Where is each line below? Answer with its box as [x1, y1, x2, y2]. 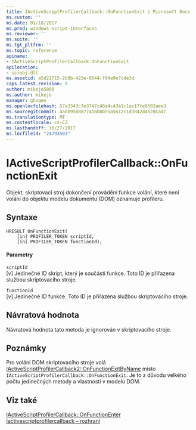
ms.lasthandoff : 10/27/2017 [6, 125, 76, 131]
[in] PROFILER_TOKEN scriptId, [17, 233, 95, 239]
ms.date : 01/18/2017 [6, 20, 58, 26]
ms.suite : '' [6, 36, 39, 42]
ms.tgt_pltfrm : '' [6, 42, 52, 48]
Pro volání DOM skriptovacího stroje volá [6, 359, 106, 366]
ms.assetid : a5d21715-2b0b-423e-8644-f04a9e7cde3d [6, 75, 135, 81]
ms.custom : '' [6, 14, 42, 20]
